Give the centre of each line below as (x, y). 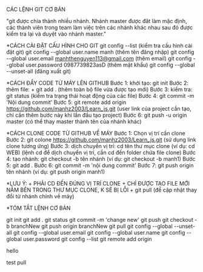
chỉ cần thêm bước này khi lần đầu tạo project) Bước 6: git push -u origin (97, 115)
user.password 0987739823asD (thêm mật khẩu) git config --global (110, 65)
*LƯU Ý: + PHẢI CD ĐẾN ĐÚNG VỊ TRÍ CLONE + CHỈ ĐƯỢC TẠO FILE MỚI (98, 183)
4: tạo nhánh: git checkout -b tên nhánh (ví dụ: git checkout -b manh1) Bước (101, 159)
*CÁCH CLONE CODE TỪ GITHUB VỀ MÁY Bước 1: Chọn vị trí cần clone (96, 133)
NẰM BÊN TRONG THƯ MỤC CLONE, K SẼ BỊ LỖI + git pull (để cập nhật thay (102, 190)
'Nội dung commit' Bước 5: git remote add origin (66, 102)
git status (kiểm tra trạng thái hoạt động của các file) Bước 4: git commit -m (100, 96)
